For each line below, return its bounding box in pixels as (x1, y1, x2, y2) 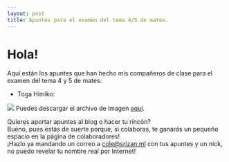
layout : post (7, 10, 45, 17)
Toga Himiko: (17, 90, 55, 98)
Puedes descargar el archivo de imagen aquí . (15, 105, 145, 113)
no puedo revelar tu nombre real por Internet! (7, 147, 136, 156)
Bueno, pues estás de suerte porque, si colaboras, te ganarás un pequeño (7, 125, 219, 134)
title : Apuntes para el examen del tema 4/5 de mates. (7, 17, 169, 24)
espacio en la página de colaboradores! (7, 132, 120, 141)
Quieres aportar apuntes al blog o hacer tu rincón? (7, 118, 151, 126)
